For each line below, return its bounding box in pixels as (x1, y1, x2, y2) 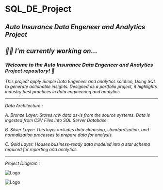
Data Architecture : (5, 103, 43, 109)
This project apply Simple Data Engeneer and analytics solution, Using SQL (5, 79, 156, 85)
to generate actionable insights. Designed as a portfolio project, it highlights (5, 84, 157, 89)
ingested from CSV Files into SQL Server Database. (5, 118, 108, 123)
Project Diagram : (5, 160, 40, 166)
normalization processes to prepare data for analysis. (5, 132, 113, 138)
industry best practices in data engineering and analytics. (5, 89, 121, 95)
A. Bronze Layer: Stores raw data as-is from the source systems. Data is (5, 112, 150, 118)
